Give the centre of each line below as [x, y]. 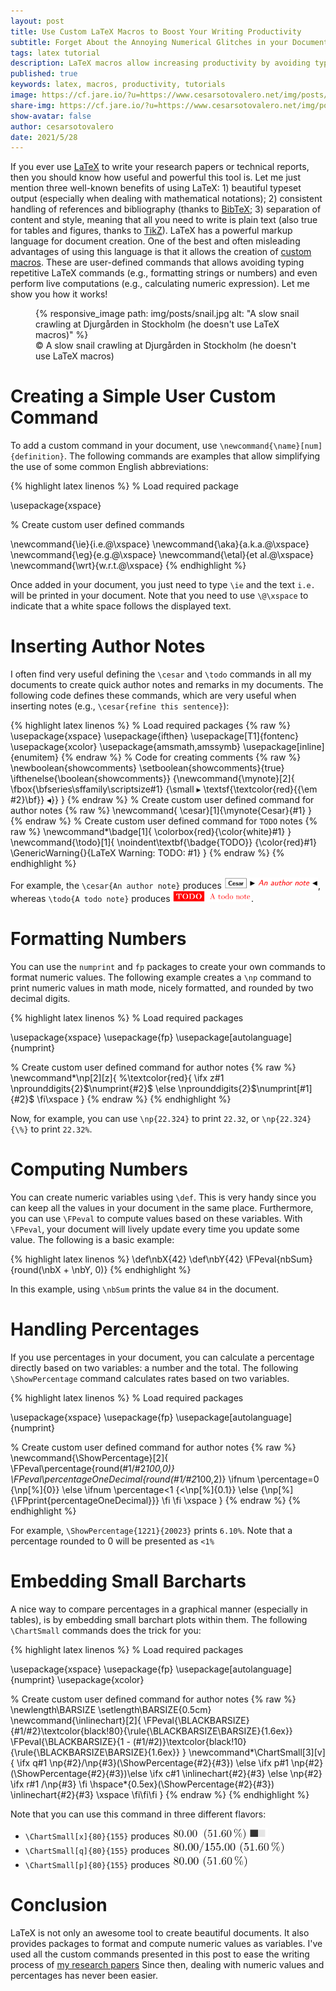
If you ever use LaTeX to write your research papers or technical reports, [160, 167]
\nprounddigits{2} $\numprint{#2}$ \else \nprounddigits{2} [131, 1089]
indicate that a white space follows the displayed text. [121, 606]
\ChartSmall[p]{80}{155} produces [97, 1864]
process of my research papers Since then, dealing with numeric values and [167, 1964]
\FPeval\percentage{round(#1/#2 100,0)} [92, 1468]
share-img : [33, 105]
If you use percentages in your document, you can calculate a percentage [162, 1357]
